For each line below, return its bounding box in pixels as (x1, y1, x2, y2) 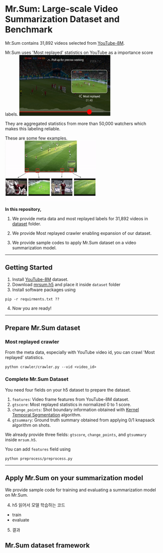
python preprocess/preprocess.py (5, 456, 73, 461)
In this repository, (5, 206, 42, 212)
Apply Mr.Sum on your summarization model (5, 474, 143, 482)
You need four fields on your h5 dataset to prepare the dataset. (5, 387, 131, 393)
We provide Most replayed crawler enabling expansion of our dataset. (12, 230, 152, 236)
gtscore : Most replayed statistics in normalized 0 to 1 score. (12, 401, 131, 407)
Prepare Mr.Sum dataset (5, 324, 81, 332)
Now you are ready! (12, 305, 52, 311)
